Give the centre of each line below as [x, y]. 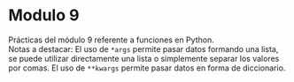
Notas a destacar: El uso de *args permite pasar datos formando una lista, [143, 48]
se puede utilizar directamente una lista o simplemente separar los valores [144, 58]
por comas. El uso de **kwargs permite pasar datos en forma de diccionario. [147, 68]
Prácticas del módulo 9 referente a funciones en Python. [111, 40]
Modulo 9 [44, 15]
